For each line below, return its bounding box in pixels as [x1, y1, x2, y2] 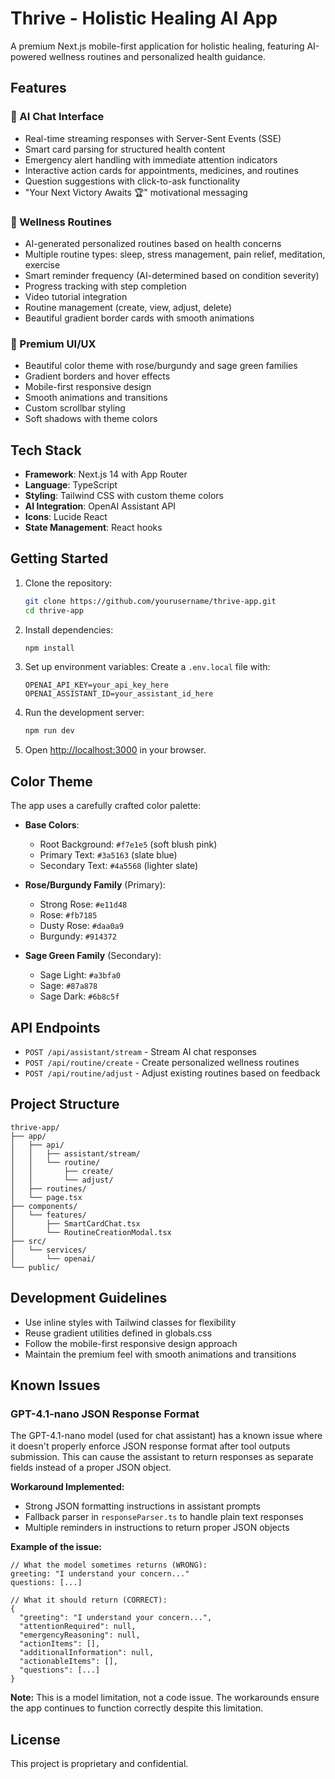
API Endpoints [10, 1019, 101, 1036]
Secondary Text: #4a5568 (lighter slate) [39, 860, 199, 872]
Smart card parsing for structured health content [24, 143, 226, 155]
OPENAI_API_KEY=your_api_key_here [24, 680, 169, 691]
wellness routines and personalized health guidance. [48, 50, 267, 62]
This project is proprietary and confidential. [10, 1758, 189, 1770]
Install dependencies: [24, 623, 114, 636]
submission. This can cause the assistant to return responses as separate [10, 1451, 314, 1463]
